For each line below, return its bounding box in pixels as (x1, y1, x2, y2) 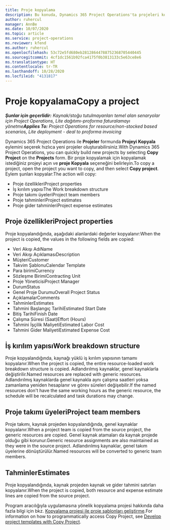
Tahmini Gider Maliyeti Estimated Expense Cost (12, 327, 110, 333)
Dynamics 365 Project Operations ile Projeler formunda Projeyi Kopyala (5, 138, 156, 144)
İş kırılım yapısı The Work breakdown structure (12, 186, 109, 192)
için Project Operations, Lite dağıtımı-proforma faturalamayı (5, 117, 131, 124)
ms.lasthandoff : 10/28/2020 (5, 69, 65, 74)
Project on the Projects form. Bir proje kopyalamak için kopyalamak (5, 155, 146, 161)
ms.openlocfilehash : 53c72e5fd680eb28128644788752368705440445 (5, 50, 142, 55)
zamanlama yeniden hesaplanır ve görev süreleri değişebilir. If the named (5, 382, 157, 388)
